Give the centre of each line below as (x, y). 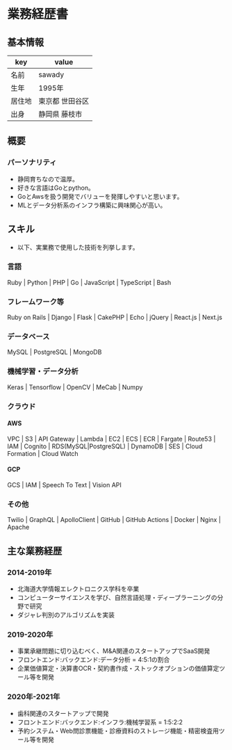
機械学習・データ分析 (43, 371)
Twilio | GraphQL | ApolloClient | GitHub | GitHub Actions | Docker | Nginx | (114, 520)
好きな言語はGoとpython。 (56, 188)
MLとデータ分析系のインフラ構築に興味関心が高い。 (92, 205)
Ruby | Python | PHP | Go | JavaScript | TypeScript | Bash (89, 282)
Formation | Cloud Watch (43, 453)
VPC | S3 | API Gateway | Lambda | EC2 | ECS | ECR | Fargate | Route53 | (111, 439)
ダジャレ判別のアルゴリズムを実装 (66, 615)
